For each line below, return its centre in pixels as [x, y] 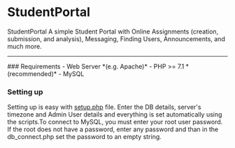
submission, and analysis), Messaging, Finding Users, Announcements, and [116, 38]
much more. [24, 46]
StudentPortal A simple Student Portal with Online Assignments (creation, [113, 31]
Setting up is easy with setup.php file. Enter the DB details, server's [104, 107]
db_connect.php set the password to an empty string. [85, 137]
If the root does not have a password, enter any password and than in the [113, 129]
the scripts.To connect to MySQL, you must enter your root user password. [115, 122]
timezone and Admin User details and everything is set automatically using [115, 114]
